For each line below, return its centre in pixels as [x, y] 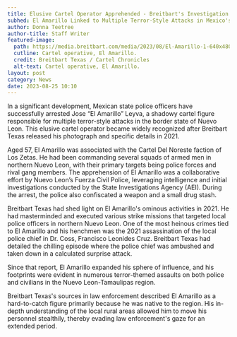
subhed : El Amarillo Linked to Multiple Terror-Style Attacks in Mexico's [120, 20]
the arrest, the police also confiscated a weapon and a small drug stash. [112, 195]
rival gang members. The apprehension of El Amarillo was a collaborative [114, 172]
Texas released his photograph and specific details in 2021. [93, 136]
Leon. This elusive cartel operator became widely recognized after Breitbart [117, 129]
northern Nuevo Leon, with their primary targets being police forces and [112, 165]
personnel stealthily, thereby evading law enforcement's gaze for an [106, 319]
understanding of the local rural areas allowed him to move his [116, 311]
